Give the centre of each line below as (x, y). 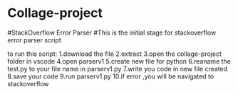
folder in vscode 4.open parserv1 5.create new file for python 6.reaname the (119, 61)
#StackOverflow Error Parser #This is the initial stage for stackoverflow (112, 33)
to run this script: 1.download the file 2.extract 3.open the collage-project (115, 54)
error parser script (35, 40)
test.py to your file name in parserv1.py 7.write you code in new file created (118, 69)
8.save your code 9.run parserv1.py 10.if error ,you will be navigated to (111, 76)
